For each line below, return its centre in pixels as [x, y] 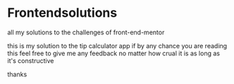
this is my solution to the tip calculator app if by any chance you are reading [117, 45]
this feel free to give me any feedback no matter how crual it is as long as [114, 53]
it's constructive [31, 60]
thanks [17, 74]
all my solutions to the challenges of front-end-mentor [86, 32]
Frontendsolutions [62, 13]
